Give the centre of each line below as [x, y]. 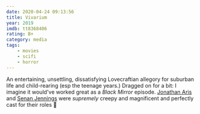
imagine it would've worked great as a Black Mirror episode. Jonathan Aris [99, 92]
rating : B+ [20, 34]
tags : [13, 46]
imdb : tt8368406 [27, 28]
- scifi [27, 56]
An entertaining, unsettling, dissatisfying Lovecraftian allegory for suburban [100, 79]
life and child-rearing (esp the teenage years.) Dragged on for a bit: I [92, 85]
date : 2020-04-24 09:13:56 [40, 12]
